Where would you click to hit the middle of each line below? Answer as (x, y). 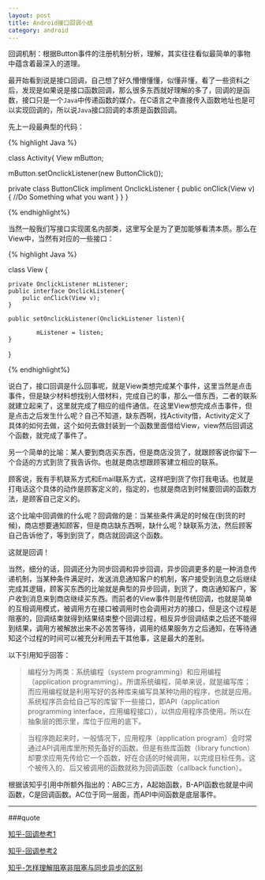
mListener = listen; (70, 333)
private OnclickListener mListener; (68, 284)
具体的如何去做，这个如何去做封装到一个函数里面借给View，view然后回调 (127, 426)
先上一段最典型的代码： (46, 127)
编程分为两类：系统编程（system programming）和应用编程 (124, 672)
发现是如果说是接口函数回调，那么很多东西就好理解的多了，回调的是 (132, 90)
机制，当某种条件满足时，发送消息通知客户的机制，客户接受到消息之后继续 (136, 579)
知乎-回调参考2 (33, 851)
